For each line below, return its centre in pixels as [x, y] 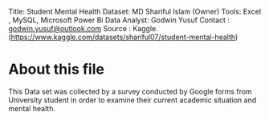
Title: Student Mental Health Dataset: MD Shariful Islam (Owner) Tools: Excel [135, 12]
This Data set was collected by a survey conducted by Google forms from [130, 91]
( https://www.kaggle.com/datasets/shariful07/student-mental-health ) [123, 37]
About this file [56, 69]
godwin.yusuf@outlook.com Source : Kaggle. [83, 28]
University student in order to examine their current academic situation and [132, 100]
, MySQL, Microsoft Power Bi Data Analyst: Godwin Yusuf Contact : [119, 20]
